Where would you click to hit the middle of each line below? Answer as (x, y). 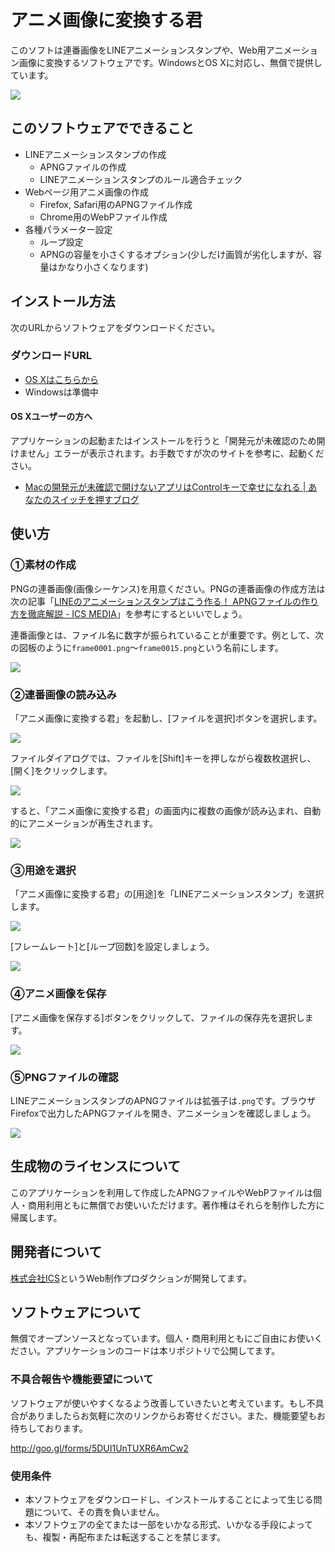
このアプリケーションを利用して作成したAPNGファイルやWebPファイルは (161, 1192)
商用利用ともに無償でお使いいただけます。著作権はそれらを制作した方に (176, 1205)
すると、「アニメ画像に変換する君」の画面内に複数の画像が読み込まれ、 (157, 811)
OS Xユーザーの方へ (51, 417)
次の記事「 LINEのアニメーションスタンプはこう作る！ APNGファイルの (156, 601)
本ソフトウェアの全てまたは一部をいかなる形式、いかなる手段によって (168, 1524)
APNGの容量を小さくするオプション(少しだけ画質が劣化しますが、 (176, 254)
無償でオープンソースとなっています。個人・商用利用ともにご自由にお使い (162, 1338)
